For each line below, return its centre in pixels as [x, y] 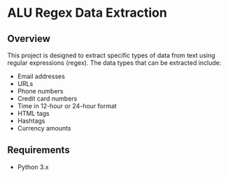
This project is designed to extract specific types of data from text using [111, 55]
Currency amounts [44, 128]
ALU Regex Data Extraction [87, 13]
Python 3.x [33, 167]
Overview [29, 39]
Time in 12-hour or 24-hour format [67, 106]
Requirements [38, 150]
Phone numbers [40, 91]
